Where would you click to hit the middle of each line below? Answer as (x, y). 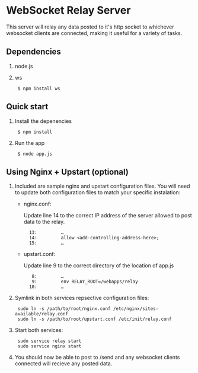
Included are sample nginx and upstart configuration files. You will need (102, 186)
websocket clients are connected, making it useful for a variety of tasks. (94, 33)
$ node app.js (35, 154)
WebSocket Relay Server (68, 10)
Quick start (27, 107)
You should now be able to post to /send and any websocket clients (97, 358)
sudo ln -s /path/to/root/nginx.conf (64, 309)
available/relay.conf (41, 314)
